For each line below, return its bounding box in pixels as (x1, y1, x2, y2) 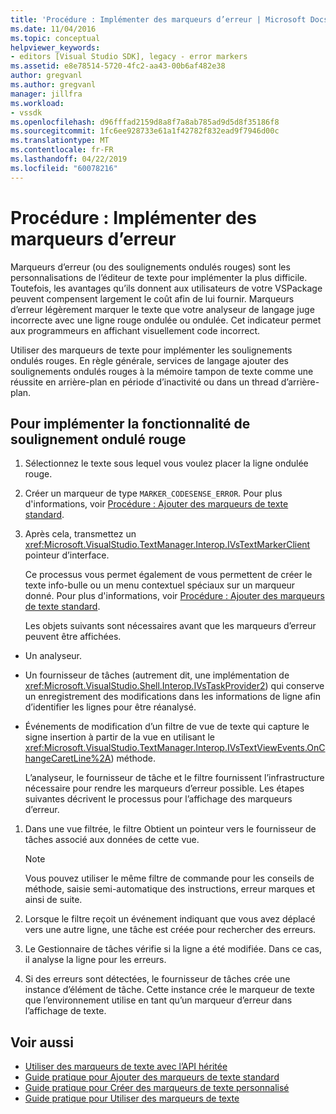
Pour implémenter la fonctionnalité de (10, 415, 251, 432)
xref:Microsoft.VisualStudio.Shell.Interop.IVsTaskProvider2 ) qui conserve (24, 680, 325, 692)
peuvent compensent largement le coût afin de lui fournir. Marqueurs (10, 292, 295, 305)
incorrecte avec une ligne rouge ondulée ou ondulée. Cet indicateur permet (10, 314, 322, 326)
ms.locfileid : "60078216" (10, 163, 118, 173)
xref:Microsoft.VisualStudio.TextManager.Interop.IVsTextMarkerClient (24, 539, 311, 551)
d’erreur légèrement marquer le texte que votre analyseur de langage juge (10, 303, 315, 315)
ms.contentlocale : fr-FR (10, 145, 114, 155)
